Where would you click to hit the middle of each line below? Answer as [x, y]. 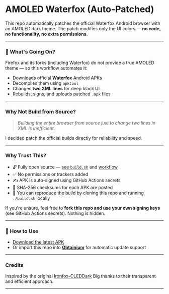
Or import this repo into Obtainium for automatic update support [79, 248]
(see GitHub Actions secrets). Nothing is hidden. [55, 213]
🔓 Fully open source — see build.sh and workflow [65, 167]
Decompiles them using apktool [46, 83]
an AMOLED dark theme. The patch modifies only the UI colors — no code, [83, 28]
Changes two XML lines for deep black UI [56, 89]
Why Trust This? [26, 156]
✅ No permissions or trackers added [50, 174]
